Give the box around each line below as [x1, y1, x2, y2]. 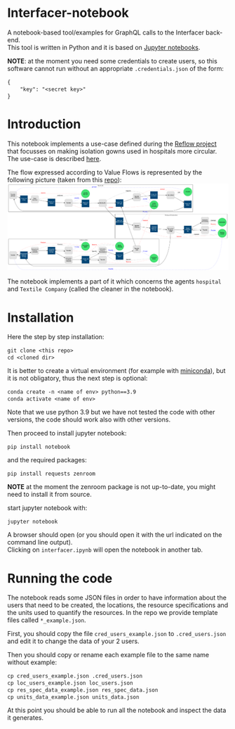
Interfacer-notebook [7, 5, 129, 21]
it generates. [7, 714, 44, 722]
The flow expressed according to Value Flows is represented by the [7, 167, 202, 177]
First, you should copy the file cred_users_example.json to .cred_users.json [7, 630, 227, 638]
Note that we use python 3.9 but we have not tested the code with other [7, 408, 215, 417]
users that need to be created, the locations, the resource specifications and [7, 601, 229, 609]
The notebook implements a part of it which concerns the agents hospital [7, 277, 222, 286]
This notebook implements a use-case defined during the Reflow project [7, 139, 217, 148]
